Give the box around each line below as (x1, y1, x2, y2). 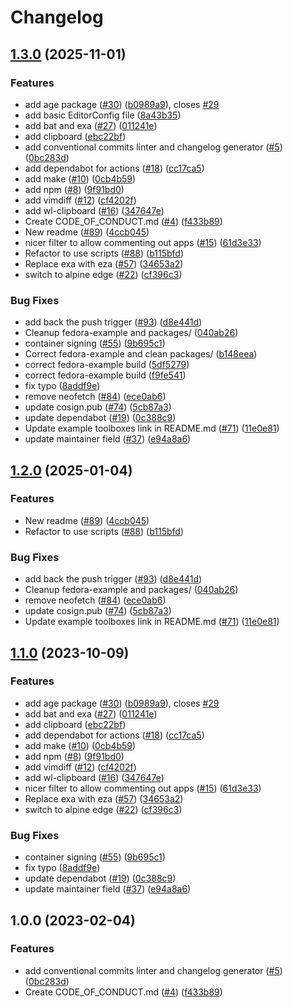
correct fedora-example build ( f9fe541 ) (24, 369, 187, 381)
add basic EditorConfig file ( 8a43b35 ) (24, 109, 182, 121)
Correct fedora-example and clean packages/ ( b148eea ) (24, 348, 258, 360)
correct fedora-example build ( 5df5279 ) (24, 359, 190, 371)
